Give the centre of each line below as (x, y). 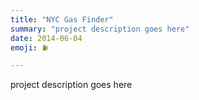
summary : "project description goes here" (100, 29)
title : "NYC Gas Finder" (62, 19)
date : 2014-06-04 (46, 38)
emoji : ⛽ (29, 47)
